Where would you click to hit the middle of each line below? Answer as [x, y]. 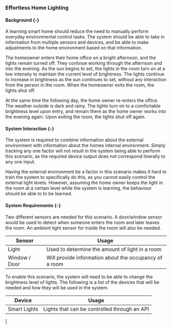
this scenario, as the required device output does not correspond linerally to [85, 156]
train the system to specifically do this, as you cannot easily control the [80, 177]
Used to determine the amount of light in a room [104, 249]
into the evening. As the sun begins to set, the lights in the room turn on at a [85, 69]
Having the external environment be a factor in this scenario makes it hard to [86, 172]
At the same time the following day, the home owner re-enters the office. [82, 100]
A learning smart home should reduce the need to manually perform [77, 31]
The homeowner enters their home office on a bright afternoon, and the [81, 58]
